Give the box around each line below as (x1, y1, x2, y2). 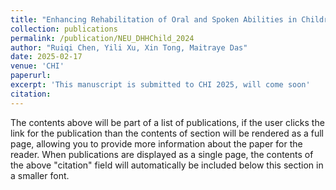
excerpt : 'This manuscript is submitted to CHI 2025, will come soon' (10, 80, 311, 90)
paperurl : (10, 71, 52, 81)
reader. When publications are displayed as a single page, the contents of (10, 148, 314, 160)
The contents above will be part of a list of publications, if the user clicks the (10, 116, 325, 128)
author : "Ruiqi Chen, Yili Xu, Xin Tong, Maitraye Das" (10, 42, 248, 53)
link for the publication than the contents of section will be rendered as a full (10, 127, 324, 139)
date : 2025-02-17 (10, 52, 83, 62)
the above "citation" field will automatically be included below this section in (10, 159, 324, 171)
